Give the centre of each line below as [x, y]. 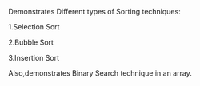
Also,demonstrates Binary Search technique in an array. [100, 73]
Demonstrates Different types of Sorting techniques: [95, 12]
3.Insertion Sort [34, 58]
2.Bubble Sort [31, 42]
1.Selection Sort [34, 27]
